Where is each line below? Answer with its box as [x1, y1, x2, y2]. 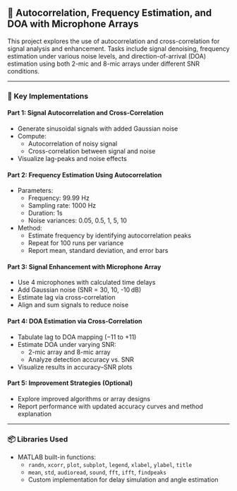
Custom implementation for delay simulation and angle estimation [28, 475, 219, 484]
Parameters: [17, 187, 54, 195]
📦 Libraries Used [7, 434, 68, 444]
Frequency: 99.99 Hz [28, 194, 90, 202]
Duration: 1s [28, 209, 63, 218]
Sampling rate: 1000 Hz [28, 201, 97, 210]
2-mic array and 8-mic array [28, 348, 111, 356]
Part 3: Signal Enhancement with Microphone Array [7, 262, 162, 271]
